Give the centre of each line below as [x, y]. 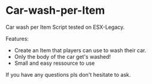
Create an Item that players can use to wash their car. [80, 50]
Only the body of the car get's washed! [63, 56]
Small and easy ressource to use [54, 63]
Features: [17, 38]
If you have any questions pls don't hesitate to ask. [68, 74]
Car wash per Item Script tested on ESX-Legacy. [65, 27]
